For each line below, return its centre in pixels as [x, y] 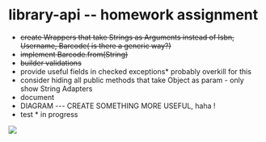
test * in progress [49, 114]
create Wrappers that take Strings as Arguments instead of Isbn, [127, 37]
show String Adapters [56, 88]
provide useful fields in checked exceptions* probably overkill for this [136, 71]
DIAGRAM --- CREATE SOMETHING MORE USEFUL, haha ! [118, 106]
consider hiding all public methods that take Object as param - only [132, 80]
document [37, 97]
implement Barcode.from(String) [74, 54]
